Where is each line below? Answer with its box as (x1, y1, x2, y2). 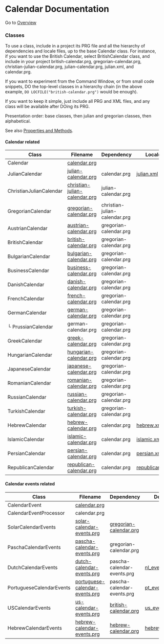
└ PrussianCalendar (7, 323, 53, 330)
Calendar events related (5, 481, 55, 487)
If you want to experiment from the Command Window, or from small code (5, 78, 155, 84)
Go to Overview (5, 20, 37, 25)
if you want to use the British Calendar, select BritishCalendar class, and (5, 53, 150, 59)
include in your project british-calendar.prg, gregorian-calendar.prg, (5, 59, 142, 65)
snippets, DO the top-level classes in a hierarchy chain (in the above (5, 84, 143, 90)
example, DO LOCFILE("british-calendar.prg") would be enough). (5, 89, 138, 95)
